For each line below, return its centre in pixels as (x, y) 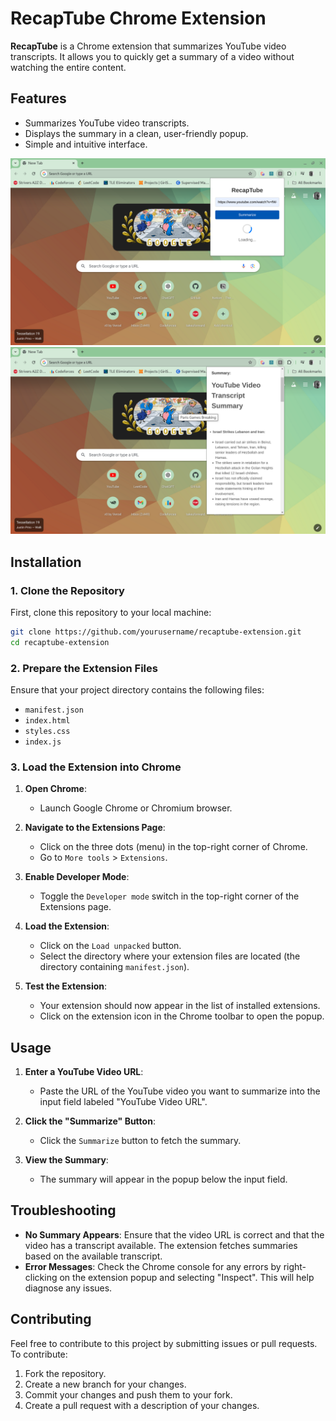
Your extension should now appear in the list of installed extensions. (180, 1006)
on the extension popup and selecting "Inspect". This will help (187, 1277)
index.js (43, 742)
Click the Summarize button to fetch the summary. (140, 1141)
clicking (41, 1277)
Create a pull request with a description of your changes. (142, 1405)
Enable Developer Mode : (77, 877)
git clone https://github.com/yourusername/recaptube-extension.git (156, 632)
